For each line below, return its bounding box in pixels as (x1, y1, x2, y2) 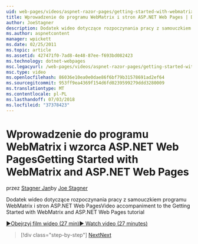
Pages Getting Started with (6, 152, 138, 166)
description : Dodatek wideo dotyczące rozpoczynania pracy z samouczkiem (6, 25, 192, 31)
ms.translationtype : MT (6, 86, 65, 92)
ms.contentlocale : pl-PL (6, 91, 67, 97)
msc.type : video (6, 69, 46, 75)
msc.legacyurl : (6, 63, 44, 70)
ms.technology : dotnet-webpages (6, 58, 85, 64)
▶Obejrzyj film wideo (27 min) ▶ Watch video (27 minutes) (6, 220, 148, 227)
